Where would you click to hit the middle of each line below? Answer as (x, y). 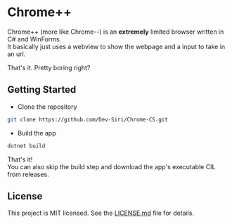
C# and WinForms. (34, 39)
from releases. (28, 174)
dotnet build (26, 146)
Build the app (37, 133)
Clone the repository (47, 107)
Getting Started (42, 90)
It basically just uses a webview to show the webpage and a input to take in (116, 46)
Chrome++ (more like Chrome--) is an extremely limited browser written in (116, 32)
